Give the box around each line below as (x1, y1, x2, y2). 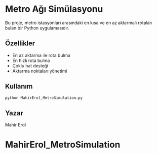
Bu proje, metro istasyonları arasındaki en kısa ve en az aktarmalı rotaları (5, 20, 153, 26)
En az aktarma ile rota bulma (12, 52, 71, 58)
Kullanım (5, 82, 33, 91)
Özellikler (5, 39, 36, 48)
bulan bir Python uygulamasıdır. (5, 25, 70, 31)
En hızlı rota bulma (12, 58, 50, 63)
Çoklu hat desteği (12, 62, 48, 68)
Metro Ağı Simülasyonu (5, 3, 103, 15)
